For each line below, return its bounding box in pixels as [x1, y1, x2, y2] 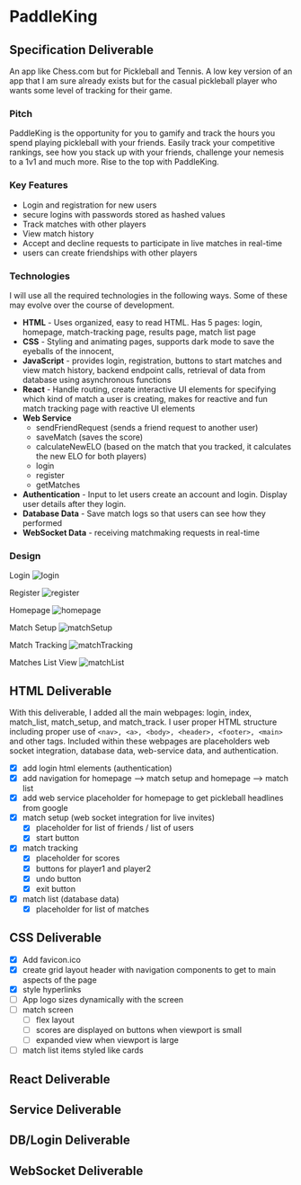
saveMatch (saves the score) [35, 432, 144, 442]
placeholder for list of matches [35, 904, 150, 914]
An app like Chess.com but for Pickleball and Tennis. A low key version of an [9, 66, 293, 76]
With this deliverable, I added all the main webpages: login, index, [9, 708, 252, 717]
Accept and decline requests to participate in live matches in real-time [22, 237, 283, 248]
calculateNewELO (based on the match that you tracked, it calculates [35, 441, 292, 451]
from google [22, 803, 69, 814]
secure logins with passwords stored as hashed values [22, 209, 226, 219]
